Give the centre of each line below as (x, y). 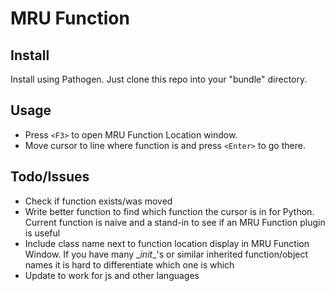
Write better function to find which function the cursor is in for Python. (169, 211)
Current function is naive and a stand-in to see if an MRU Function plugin (175, 222)
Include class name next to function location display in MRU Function (167, 243)
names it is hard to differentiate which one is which (129, 264)
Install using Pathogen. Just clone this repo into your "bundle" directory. (159, 79)
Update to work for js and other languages (112, 275)
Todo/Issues (50, 177)
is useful (42, 233)
